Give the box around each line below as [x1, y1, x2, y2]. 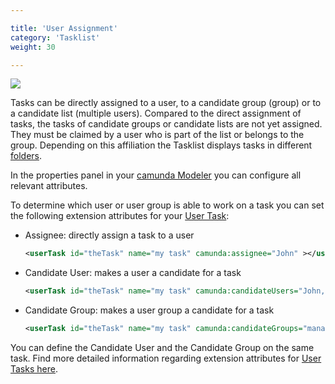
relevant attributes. [10, 180, 88, 192]
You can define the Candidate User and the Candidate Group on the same [10, 342, 315, 353]
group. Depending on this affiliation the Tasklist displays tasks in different [10, 139, 313, 151]
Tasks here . [10, 363, 58, 375]
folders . [10, 150, 42, 162]
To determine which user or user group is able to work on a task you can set [10, 199, 325, 211]
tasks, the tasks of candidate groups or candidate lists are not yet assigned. [10, 118, 323, 130]
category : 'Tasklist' [10, 32, 101, 43]
